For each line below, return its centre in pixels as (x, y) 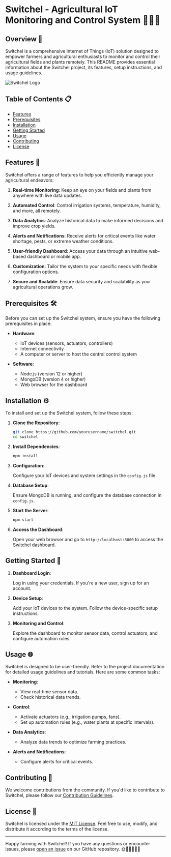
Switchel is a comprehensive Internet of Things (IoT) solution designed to (82, 51)
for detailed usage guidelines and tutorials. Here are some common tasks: (83, 672)
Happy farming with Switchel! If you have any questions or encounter (78, 844)
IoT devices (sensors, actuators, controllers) (66, 343)
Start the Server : (31, 510)
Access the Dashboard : (38, 529)
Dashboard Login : (32, 573)
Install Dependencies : (36, 447)
